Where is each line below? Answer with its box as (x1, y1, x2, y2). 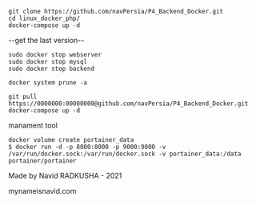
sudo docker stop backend (8, 65, 94, 73)
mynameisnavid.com (8, 186, 77, 195)
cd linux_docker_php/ (8, 14, 81, 22)
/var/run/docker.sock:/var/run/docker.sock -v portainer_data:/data (8, 150, 242, 158)
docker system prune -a (8, 79, 88, 87)
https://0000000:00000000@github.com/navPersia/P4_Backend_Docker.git (8, 100, 249, 108)
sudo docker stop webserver (8, 51, 102, 59)
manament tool (8, 120, 58, 130)
